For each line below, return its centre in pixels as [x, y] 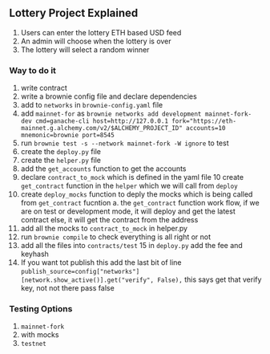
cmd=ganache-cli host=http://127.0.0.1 [102, 121]
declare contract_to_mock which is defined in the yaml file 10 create [132, 177]
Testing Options [41, 309]
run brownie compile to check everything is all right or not [116, 237]
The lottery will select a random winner [85, 49]
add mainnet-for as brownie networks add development [111, 114]
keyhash [34, 254]
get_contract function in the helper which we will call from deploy [129, 186]
